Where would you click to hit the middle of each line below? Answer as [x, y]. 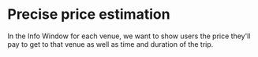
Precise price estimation [89, 14]
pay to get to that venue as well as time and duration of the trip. [110, 44]
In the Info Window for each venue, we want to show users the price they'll [129, 36]
